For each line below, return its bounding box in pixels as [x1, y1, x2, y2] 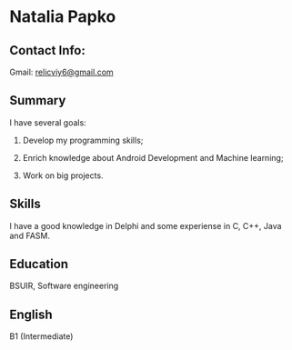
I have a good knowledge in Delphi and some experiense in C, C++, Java [9, 220, 282, 231]
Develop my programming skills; [22, 135, 144, 145]
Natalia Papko [9, 6, 116, 27]
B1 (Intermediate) [9, 331, 74, 342]
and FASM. [9, 230, 50, 241]
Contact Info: [9, 43, 86, 58]
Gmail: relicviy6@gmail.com [9, 66, 114, 77]
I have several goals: [9, 116, 86, 128]
